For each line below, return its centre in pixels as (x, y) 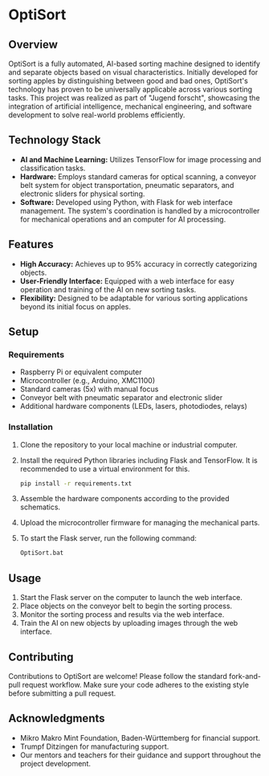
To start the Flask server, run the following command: (108, 538)
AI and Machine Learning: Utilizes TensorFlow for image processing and (141, 159)
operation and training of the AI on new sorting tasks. (108, 289)
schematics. (40, 507)
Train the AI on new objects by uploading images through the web (129, 623)
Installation (31, 427)
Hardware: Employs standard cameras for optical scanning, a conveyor (138, 176)
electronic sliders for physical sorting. (82, 194)
